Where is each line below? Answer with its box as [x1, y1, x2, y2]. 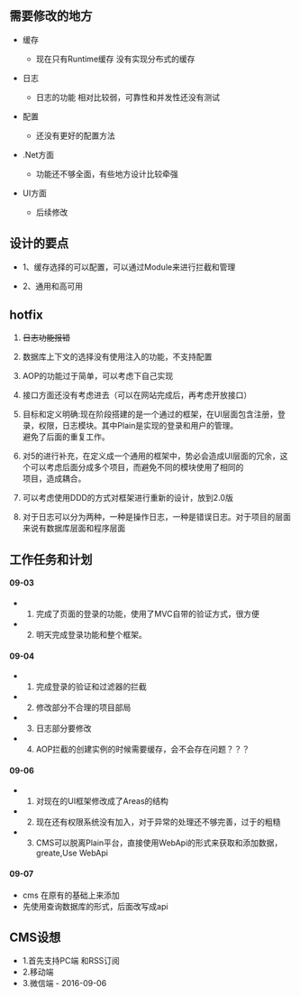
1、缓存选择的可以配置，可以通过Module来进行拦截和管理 [22, 261, 236, 272]
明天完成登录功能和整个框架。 [35, 630, 147, 641]
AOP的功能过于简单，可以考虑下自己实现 [22, 371, 174, 382]
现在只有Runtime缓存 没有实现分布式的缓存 [35, 53, 195, 64]
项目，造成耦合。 [22, 473, 86, 485]
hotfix [9, 308, 43, 323]
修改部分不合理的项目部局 [35, 702, 132, 713]
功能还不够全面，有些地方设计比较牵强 [35, 168, 178, 179]
